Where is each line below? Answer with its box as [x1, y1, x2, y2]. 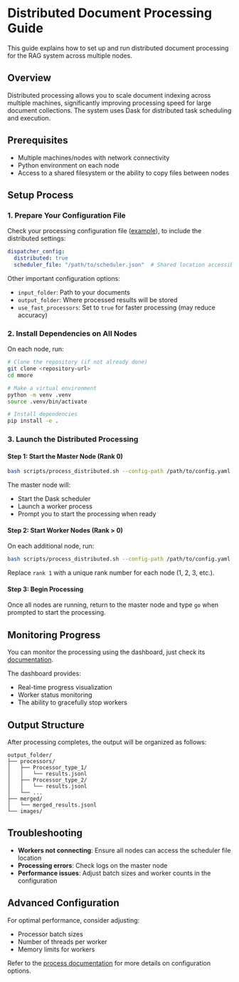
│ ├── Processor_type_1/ [7, 764, 87, 772]
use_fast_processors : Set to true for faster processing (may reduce [17, 303, 216, 312]
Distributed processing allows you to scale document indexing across [7, 91, 211, 99]
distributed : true [14, 255, 69, 262]
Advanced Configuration [7, 897, 119, 909]
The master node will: [7, 481, 71, 489]
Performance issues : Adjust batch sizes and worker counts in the [17, 869, 211, 877]
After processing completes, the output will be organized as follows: [7, 738, 207, 747]
